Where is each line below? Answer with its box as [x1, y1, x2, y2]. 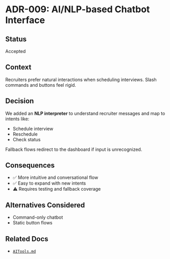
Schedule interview [12, 125, 54, 132]
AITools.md [12, 249, 36, 254]
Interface [5, 14, 45, 26]
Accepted [5, 48, 26, 54]
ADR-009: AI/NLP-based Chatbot [5, 4, 150, 15]
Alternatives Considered [5, 200, 85, 210]
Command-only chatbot [12, 214, 63, 220]
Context [5, 63, 32, 72]
